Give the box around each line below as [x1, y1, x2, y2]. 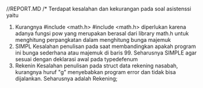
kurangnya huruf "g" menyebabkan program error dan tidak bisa [15, 69, 176, 75]
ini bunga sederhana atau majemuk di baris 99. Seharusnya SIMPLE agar [15, 49, 197, 56]
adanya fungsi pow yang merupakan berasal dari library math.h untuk [15, 30, 189, 37]
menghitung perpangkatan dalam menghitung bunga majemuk [15, 36, 171, 43]
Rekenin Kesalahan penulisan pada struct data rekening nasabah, [15, 62, 178, 69]
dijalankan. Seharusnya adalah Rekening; [15, 75, 118, 82]
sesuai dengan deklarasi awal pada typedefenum [15, 56, 138, 63]
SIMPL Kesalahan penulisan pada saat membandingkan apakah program [15, 42, 196, 50]
